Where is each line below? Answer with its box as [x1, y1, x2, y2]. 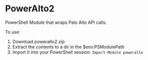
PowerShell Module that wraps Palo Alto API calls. [5, 19, 107, 25]
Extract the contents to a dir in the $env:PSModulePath [12, 44, 125, 50]
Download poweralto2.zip [12, 38, 65, 45]
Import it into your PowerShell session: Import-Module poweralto [12, 49, 144, 55]
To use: [5, 29, 21, 35]
